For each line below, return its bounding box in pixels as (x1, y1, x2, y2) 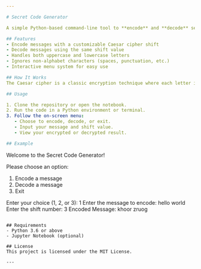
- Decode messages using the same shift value (6, 47, 124, 53)
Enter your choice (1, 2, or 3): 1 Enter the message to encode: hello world (6, 199, 185, 206)
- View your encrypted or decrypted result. (14, 130, 127, 136)
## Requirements (6, 222, 47, 228)
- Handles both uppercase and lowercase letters (6, 52, 130, 59)
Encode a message (14, 175, 63, 182)
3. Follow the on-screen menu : (6, 113, 84, 119)
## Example (6, 141, 33, 147)
